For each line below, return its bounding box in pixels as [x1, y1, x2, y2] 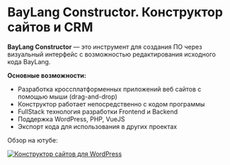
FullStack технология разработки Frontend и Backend [17, 107, 178, 116]
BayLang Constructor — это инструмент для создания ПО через [7, 42, 202, 51]
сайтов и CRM [7, 19, 93, 35]
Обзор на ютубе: [7, 135, 58, 145]
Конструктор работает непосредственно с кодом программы [17, 99, 205, 108]
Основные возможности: [7, 71, 86, 80]
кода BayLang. [7, 57, 51, 66]
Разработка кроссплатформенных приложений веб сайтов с [17, 85, 202, 93]
